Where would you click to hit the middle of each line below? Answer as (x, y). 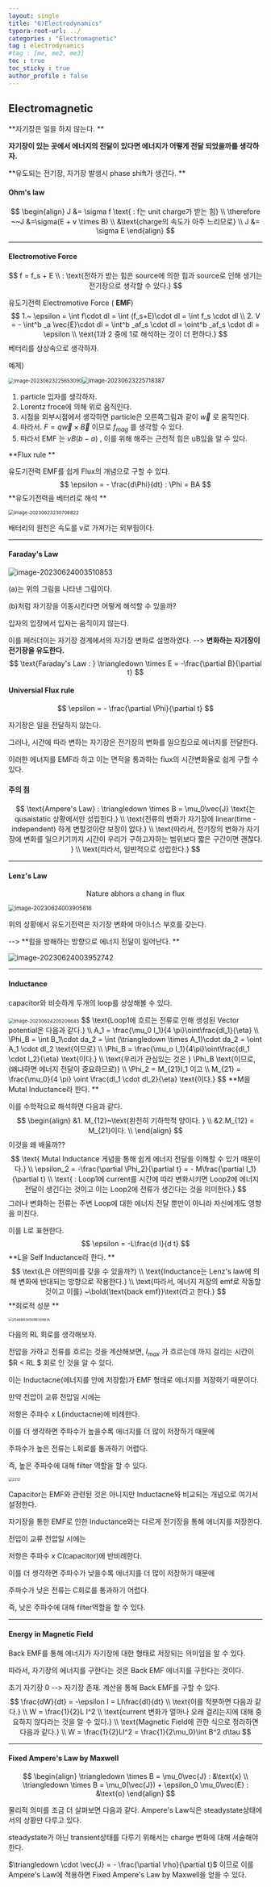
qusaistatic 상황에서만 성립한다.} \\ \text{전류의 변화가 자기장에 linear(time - (135, 819)
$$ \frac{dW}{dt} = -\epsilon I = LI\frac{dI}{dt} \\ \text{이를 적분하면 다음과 (131, 1701)
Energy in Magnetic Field (51, 1634)
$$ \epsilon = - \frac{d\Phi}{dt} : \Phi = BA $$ (135, 484)
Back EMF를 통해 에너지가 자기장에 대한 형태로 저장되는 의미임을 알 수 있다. (127, 1653)
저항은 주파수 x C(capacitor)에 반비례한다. (75, 1556)
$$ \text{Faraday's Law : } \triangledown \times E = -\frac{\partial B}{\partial (135, 663)
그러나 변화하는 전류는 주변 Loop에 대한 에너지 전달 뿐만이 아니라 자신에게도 (127, 1203)
